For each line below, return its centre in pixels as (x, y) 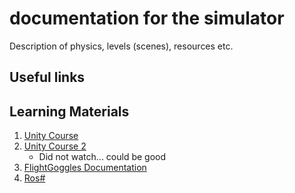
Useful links (47, 77)
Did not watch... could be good (102, 157)
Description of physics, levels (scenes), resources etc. (121, 46)
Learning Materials (69, 111)
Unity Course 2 (55, 146)
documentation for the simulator (147, 18)
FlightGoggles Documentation (85, 168)
